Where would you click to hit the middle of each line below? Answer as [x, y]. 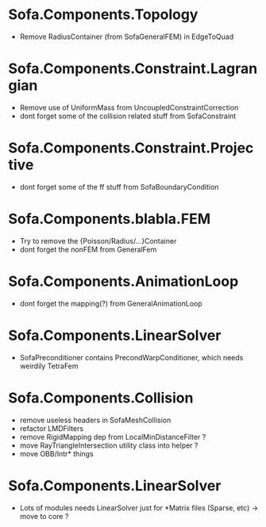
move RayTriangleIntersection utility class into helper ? [109, 445]
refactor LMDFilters [52, 428]
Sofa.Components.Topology [103, 15]
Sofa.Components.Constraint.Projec [131, 148]
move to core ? [44, 516]
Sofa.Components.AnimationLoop [123, 281]
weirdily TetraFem [49, 366]
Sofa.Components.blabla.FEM [110, 219]
